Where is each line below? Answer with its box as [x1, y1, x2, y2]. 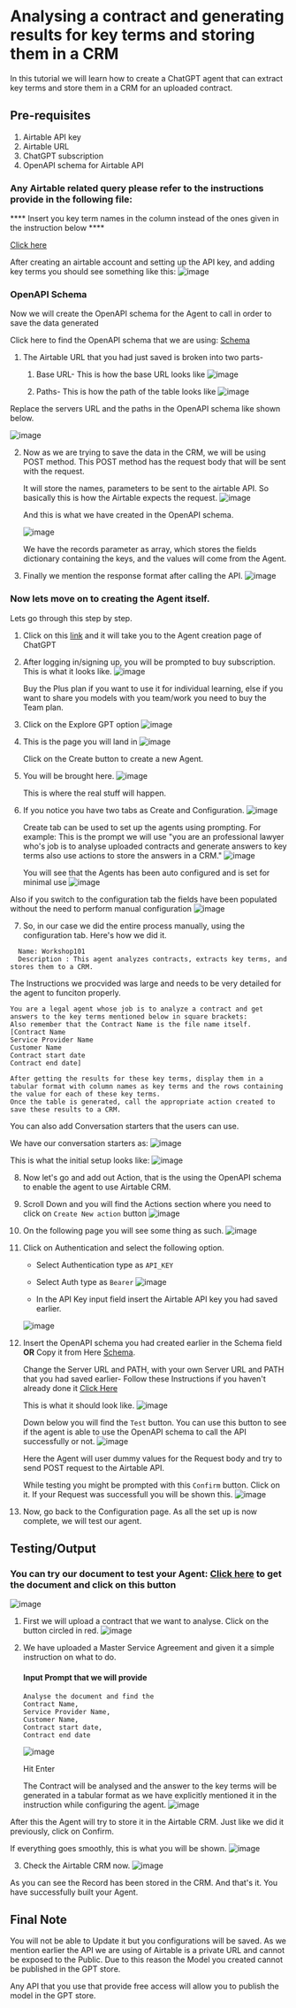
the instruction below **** [10, 223, 105, 234]
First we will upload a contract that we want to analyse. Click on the [22, 1616, 269, 1627]
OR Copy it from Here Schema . [22, 1347, 136, 1358]
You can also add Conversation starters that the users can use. [10, 1120, 239, 1131]
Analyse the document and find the [22, 1692, 155, 1701]
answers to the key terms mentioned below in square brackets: [10, 1012, 248, 1021]
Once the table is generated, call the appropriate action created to [10, 1097, 276, 1106]
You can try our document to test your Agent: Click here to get [10, 1567, 282, 1580]
